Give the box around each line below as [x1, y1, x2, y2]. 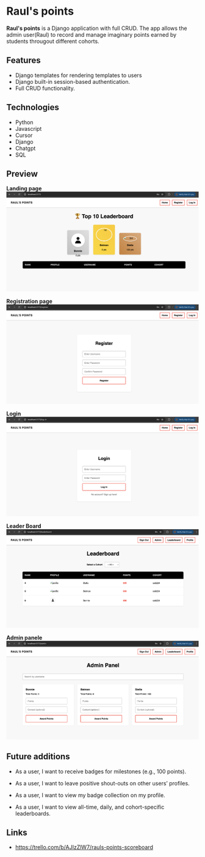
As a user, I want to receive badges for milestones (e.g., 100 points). [15, 768, 187, 775]
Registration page [6, 297, 53, 305]
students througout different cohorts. [6, 37, 99, 45]
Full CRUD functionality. [15, 84, 75, 92]
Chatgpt [15, 144, 36, 152]
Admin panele [6, 634, 43, 642]
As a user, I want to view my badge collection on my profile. [15, 791, 166, 799]
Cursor [15, 132, 33, 139]
